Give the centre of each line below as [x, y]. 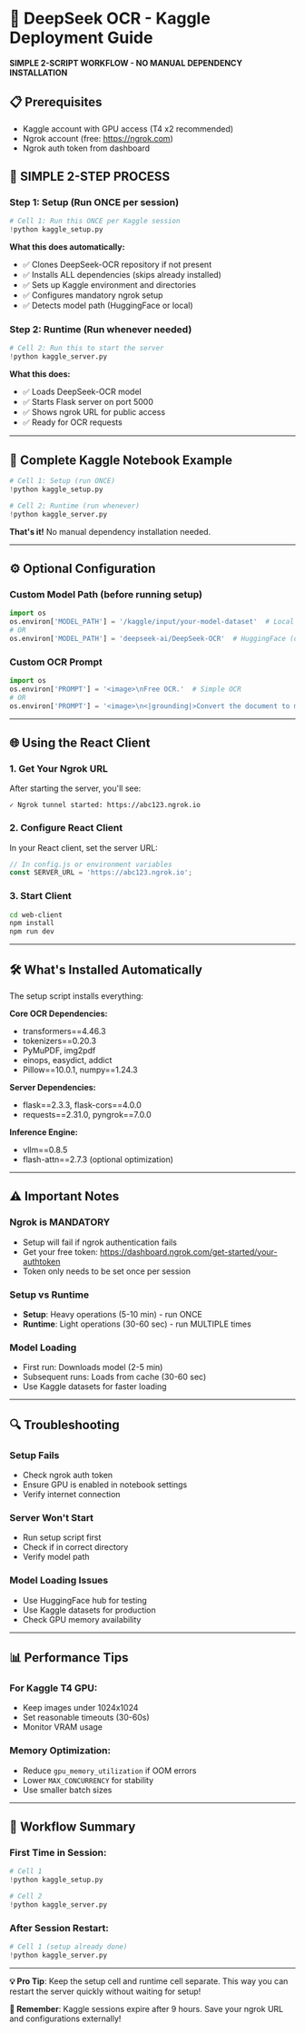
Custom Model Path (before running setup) [106, 594]
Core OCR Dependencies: [59, 1013]
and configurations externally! [65, 2018]
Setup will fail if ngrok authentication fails [99, 1242]
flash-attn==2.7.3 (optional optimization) [98, 1160]
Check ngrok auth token [68, 1475]
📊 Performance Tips [69, 1658]
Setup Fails [34, 1455]
